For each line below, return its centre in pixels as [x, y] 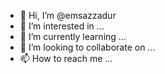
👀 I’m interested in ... [62, 26]
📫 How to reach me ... [66, 58]
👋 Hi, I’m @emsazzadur [68, 15]
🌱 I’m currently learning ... [73, 36]
